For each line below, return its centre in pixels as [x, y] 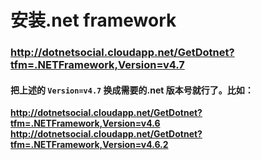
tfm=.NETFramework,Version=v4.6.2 [89, 145]
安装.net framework [93, 20]
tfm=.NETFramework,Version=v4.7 [97, 65]
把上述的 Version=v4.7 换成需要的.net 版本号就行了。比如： [132, 90]
